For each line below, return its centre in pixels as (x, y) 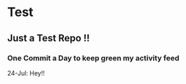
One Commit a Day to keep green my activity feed (93, 58)
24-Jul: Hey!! (26, 73)
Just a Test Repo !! (48, 38)
